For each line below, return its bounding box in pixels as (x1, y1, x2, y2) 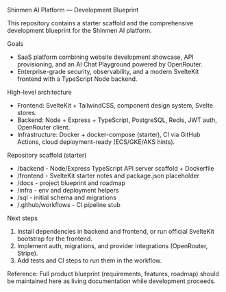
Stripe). (16, 250, 38, 257)
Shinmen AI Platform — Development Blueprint (7, 6, 139, 14)
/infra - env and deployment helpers (16, 186, 119, 194)
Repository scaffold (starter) (7, 151, 87, 159)
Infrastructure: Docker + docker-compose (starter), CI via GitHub (16, 130, 201, 138)
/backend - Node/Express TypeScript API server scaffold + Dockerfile (16, 165, 214, 172)
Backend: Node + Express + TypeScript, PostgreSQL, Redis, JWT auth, (16, 116, 217, 124)
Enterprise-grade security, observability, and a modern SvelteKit (16, 68, 199, 75)
